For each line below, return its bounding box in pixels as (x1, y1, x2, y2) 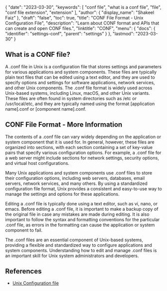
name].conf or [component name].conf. (5, 106, 86, 112)
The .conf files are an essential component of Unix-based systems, (5, 237, 144, 243)
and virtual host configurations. (5, 160, 70, 166)
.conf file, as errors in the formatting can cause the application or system (5, 222, 155, 228)
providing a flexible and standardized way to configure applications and (5, 242, 152, 248)
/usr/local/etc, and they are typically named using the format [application (5, 101, 155, 107)
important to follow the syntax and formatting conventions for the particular (5, 216, 160, 222)
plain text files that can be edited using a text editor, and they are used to (5, 74, 156, 80)
